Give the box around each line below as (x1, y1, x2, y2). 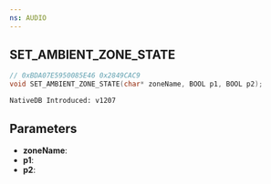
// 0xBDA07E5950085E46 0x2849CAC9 (9, 71, 141, 80)
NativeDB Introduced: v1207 (9, 97, 117, 106)
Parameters (9, 120, 78, 137)
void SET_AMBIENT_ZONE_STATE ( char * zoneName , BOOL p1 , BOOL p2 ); (9, 79, 263, 89)
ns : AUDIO (9, 13, 47, 23)
